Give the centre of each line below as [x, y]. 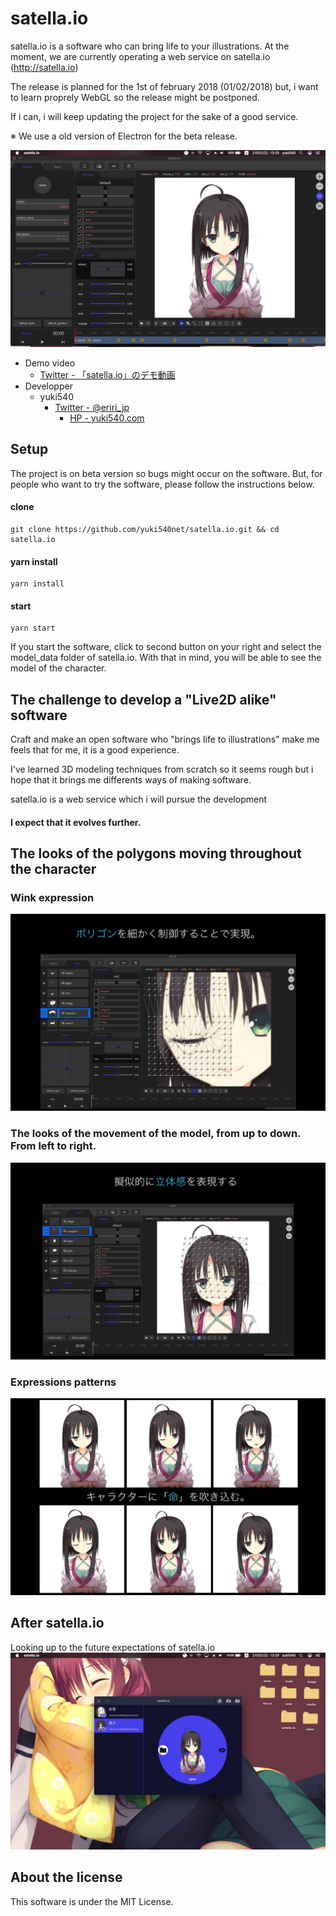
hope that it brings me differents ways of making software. [131, 780]
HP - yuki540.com [107, 418]
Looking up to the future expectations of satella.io [113, 1647]
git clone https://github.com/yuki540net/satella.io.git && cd [145, 529]
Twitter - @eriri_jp [92, 407]
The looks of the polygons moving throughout [156, 853]
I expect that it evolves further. [76, 822]
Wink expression [52, 898]
